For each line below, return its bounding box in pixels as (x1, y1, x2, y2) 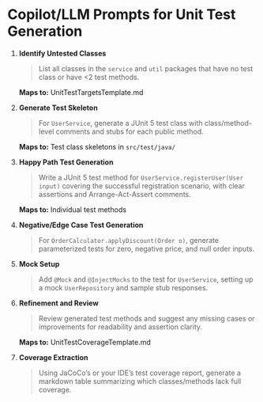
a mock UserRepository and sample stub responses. (38, 283, 209, 292)
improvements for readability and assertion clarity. (38, 322, 203, 332)
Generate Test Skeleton (18, 103, 98, 112)
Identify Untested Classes (18, 48, 107, 58)
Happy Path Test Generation (18, 157, 114, 167)
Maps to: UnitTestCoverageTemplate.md (18, 337, 151, 347)
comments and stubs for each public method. (55, 127, 205, 136)
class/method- (204, 118, 253, 127)
